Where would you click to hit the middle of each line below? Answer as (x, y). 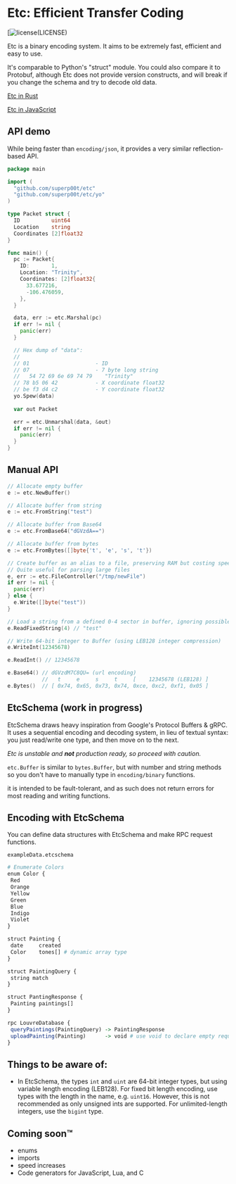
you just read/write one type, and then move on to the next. (93, 740)
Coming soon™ (40, 1134)
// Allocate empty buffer (45, 486)
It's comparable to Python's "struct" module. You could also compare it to (114, 67)
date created (35, 946)
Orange (20, 887)
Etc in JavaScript (32, 109)
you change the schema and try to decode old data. (82, 82)
